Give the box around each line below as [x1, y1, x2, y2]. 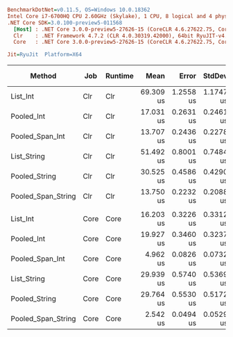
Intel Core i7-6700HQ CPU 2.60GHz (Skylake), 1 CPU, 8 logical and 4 [7, 13, 213, 19]
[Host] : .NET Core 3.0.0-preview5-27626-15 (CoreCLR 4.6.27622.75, [13, 26, 216, 33]
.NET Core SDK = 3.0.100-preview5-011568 [7, 19, 123, 26]
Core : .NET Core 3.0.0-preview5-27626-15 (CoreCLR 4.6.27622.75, [13, 39, 216, 46]
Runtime [105, 71, 134, 81]
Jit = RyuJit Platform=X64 [7, 51, 82, 58]
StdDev [202, 71, 228, 81]
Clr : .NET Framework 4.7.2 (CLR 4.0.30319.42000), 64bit [13, 32, 194, 39]
